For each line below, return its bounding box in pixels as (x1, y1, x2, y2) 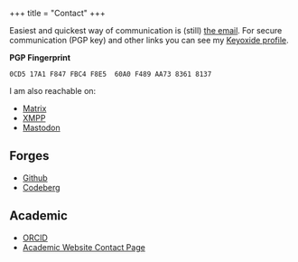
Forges (9, 148, 50, 164)
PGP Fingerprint (9, 52, 70, 62)
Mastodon (22, 122, 61, 133)
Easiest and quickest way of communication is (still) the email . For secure (9, 25, 283, 35)
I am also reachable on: (9, 86, 97, 96)
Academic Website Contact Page (22, 241, 146, 252)
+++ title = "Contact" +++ (9, 8, 106, 18)
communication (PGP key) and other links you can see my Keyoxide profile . (9, 35, 289, 45)
